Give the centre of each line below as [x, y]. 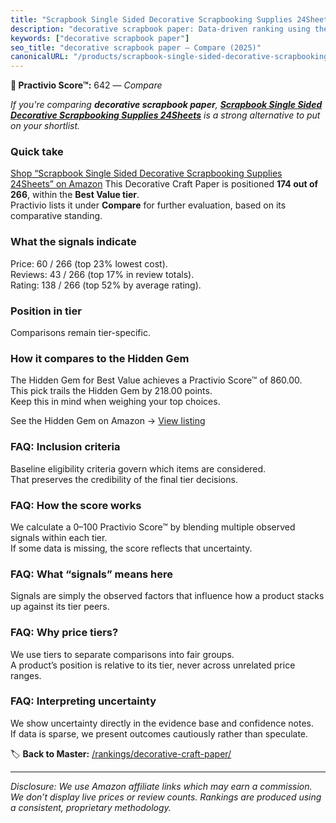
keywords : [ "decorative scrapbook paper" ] [100, 38]
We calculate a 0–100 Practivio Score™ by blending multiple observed [153, 527]
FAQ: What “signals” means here [92, 574]
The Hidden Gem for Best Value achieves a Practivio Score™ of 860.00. [156, 380]
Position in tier [46, 311]
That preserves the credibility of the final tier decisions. [124, 479]
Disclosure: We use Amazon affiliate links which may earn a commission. [161, 786]
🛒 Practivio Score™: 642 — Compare [86, 85]
